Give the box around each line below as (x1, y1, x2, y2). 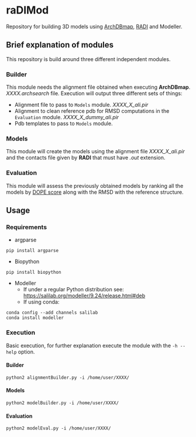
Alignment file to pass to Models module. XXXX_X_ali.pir (14, 101, 149, 109)
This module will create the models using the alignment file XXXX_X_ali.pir (6, 148, 185, 155)
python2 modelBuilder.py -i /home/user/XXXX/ (6, 400, 119, 406)
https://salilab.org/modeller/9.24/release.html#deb (23, 292, 146, 300)
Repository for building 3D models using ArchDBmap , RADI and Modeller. (6, 23, 183, 30)
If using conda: (23, 298, 60, 305)
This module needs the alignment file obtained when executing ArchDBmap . (6, 83, 191, 91)
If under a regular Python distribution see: (23, 286, 124, 293)
